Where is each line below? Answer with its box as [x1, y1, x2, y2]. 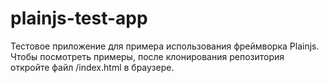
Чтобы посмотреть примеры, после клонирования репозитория [10, 50, 285, 62]
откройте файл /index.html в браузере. [10, 61, 175, 73]
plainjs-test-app [10, 7, 148, 30]
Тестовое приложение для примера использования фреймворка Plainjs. [10, 40, 320, 52]
